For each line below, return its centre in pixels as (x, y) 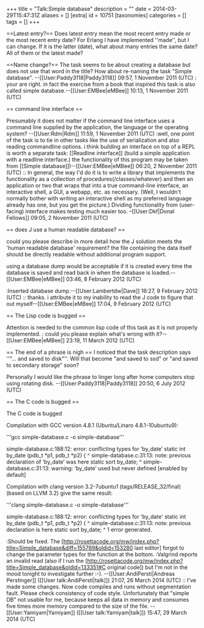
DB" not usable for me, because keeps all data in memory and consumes (98, 600)
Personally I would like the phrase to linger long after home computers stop (100, 377)
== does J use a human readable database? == (66, 230)
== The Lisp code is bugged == (46, 316)
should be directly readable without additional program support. (86, 254)
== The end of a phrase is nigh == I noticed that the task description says (99, 352)
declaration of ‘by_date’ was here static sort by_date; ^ (74, 462)
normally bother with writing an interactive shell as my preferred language (99, 198)
